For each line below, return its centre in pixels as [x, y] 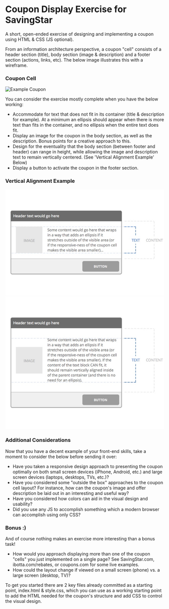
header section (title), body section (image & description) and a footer [78, 55]
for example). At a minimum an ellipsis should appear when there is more [88, 120]
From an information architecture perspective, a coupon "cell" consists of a [83, 49]
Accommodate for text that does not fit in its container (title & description [89, 114]
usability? [22, 504]
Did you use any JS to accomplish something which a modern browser [86, 509]
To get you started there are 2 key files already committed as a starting [79, 585]
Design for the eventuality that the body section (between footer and [84, 146]
